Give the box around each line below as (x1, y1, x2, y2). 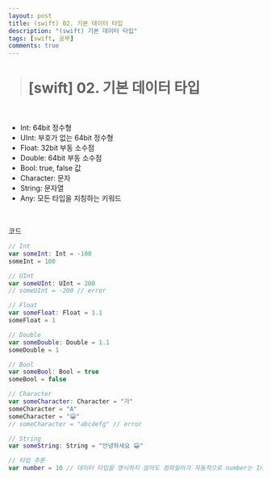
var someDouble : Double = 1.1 (8, 338, 110, 347)
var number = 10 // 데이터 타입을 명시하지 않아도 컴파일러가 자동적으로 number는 (8, 464, 253, 473)
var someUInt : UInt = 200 (8, 279, 95, 287)
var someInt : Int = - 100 (8, 249, 92, 258)
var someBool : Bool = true (8, 368, 99, 376)
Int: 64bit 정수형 (19, 123, 73, 133)
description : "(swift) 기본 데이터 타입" (8, 27, 138, 35)
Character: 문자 (19, 173, 71, 183)
